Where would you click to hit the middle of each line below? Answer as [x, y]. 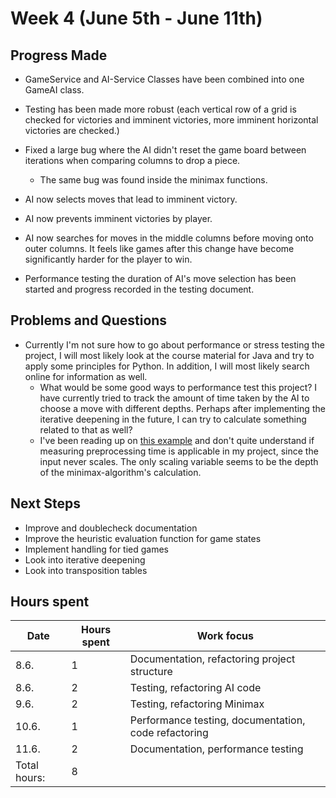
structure [151, 672]
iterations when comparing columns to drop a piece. [132, 160]
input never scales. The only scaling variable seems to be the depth [179, 461]
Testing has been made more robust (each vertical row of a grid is [160, 109]
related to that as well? [86, 429]
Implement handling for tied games [96, 549]
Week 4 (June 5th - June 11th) [136, 18]
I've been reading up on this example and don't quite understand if [177, 440]
